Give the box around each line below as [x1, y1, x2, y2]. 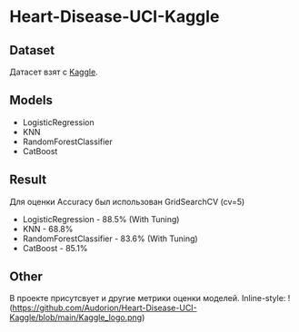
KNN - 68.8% [22, 223, 74, 234]
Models [9, 93, 53, 108]
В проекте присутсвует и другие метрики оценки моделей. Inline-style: [9, 293, 286, 304]
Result [9, 172, 47, 188]
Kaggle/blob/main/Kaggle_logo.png [9, 312, 143, 323]
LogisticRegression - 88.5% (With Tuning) [22, 213, 180, 224]
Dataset [9, 43, 55, 58]
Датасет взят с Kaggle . [9, 66, 98, 77]
